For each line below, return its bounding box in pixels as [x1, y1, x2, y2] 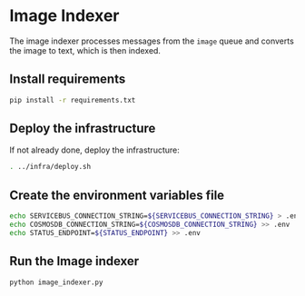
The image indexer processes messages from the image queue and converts [9, 35, 295, 46]
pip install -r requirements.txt [9, 95, 136, 104]
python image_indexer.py [9, 278, 103, 287]
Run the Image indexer [9, 253, 140, 269]
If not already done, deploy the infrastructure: [9, 144, 180, 155]
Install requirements [9, 72, 126, 87]
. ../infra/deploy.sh [9, 163, 92, 172]
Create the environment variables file [9, 187, 225, 202]
